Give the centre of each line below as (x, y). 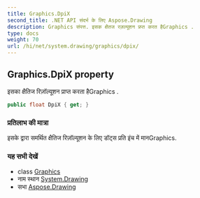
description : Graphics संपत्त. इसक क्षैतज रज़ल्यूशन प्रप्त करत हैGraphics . (101, 27)
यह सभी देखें (23, 156)
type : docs (23, 33)
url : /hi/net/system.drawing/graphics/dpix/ (73, 46)
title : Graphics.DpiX (39, 14)
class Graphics (39, 171)
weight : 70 (23, 40)
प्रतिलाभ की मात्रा (28, 122)
